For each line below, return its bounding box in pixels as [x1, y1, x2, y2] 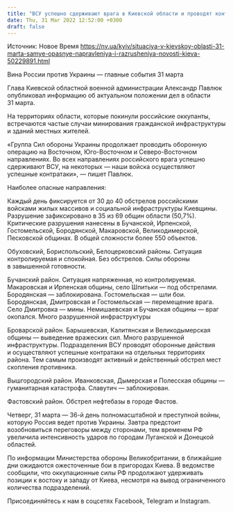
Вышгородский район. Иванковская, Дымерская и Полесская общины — [7, 376, 225, 385]
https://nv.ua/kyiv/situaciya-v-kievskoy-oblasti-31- [80, 42, 225, 51]
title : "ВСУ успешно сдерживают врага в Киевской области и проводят [7, 10, 213, 17]
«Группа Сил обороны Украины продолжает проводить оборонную [7, 141, 207, 149]
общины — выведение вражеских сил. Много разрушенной [7, 333, 184, 342]
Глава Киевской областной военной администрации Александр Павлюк [7, 84, 223, 93]
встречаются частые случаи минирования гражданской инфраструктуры [7, 120, 226, 128]
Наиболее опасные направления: [7, 184, 107, 192]
